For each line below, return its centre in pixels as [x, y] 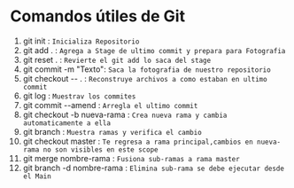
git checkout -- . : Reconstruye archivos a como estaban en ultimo [145, 78]
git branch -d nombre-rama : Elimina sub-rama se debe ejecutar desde [153, 168]
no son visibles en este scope [101, 149]
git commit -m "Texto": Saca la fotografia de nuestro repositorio [147, 69]
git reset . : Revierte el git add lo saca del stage [117, 59]
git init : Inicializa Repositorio [81, 41]
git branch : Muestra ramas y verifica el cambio [112, 131]
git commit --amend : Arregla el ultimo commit [110, 105]
